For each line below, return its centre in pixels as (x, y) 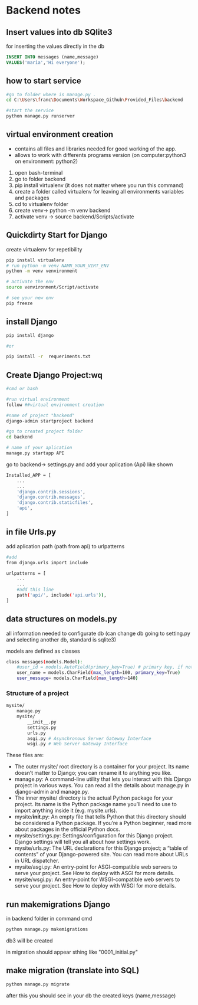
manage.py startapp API (35, 453)
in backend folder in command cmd (49, 919)
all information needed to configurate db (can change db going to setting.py (98, 633)
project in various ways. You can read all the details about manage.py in (102, 785)
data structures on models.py (62, 619)
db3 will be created (29, 941)
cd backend (19, 437)
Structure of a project (37, 693)
